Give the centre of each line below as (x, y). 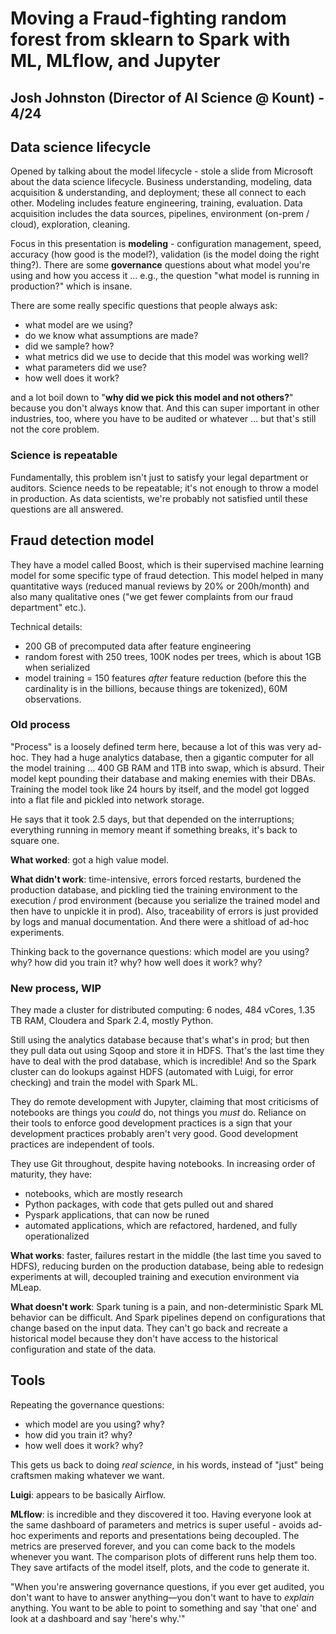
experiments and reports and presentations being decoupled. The (164, 1535)
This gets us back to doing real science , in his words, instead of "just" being (167, 1464)
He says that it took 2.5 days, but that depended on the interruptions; (152, 819)
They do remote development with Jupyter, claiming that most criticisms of (164, 1102)
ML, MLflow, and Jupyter (115, 61)
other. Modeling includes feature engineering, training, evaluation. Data (156, 203)
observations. (53, 699)
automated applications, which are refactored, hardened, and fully (161, 1226)
